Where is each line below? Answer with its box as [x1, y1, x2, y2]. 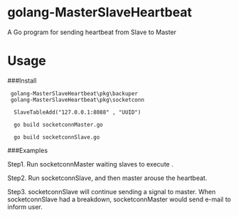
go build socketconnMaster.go [13, 121, 103, 128]
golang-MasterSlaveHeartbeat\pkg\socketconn [10, 96, 144, 103]
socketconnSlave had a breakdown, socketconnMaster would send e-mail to [7, 195, 232, 203]
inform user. [7, 202, 43, 211]
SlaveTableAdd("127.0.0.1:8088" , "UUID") [13, 108, 141, 116]
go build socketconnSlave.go [13, 133, 100, 141]
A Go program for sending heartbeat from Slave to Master [7, 28, 177, 36]
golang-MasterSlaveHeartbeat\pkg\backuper [10, 90, 139, 97]
